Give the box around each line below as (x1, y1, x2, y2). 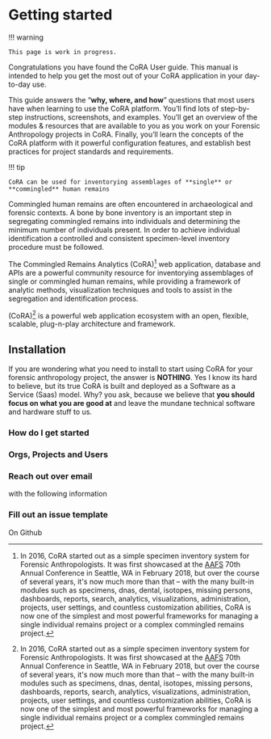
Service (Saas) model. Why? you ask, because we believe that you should (8, 390, 256, 399)
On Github (8, 527, 43, 537)
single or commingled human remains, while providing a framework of (8, 277, 241, 286)
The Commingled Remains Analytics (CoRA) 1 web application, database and (8, 257, 261, 268)
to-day (8, 79, 31, 89)
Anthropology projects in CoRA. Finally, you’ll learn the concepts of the (8, 129, 244, 139)
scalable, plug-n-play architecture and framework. (8, 319, 176, 329)
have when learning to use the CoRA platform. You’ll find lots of (8, 103, 219, 113)
